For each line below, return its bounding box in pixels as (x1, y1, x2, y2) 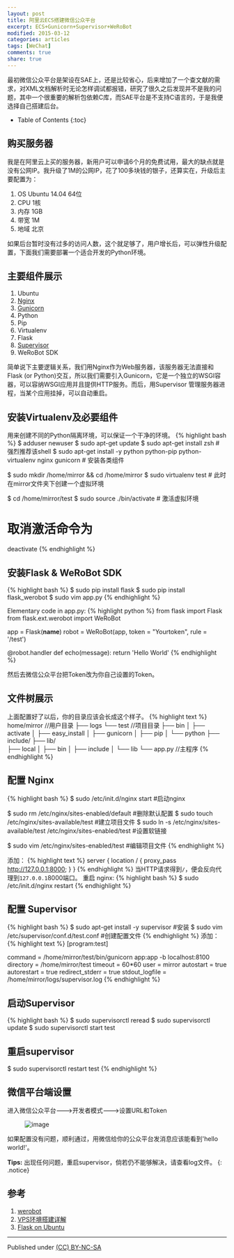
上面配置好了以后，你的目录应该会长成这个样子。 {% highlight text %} (7, 712, 208, 721)
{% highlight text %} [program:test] (7, 939, 109, 948)
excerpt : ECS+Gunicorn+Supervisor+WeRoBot (7, 23, 132, 30)
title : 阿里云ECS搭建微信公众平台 (7, 17, 96, 24)
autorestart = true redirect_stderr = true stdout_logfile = (7, 968, 167, 976)
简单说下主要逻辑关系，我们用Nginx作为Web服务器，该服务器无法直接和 (7, 363, 214, 371)
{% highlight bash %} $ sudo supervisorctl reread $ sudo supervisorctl (7, 1016, 210, 1025)
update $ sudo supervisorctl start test (7, 1024, 116, 1032)
